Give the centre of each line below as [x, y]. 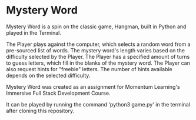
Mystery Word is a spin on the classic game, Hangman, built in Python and [96, 26]
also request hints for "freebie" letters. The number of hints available [89, 69]
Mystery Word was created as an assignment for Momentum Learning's [93, 86]
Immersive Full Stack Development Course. [58, 93]
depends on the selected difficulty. [48, 75]
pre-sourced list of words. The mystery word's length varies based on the [96, 50]
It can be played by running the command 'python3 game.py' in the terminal [98, 104]
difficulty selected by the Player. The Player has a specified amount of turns [98, 56]
